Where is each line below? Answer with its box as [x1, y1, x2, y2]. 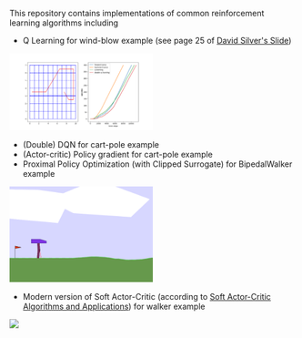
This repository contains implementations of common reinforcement [9, 8, 265, 18]
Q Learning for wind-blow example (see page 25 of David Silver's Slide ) [22, 36, 292, 46]
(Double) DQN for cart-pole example [22, 139, 159, 150]
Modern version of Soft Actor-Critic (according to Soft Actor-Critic [22, 292, 271, 302]
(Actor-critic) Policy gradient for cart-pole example [22, 149, 214, 160]
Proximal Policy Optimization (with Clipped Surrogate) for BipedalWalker [22, 159, 293, 169]
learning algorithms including [9, 17, 119, 28]
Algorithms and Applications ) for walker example [22, 301, 206, 312]
